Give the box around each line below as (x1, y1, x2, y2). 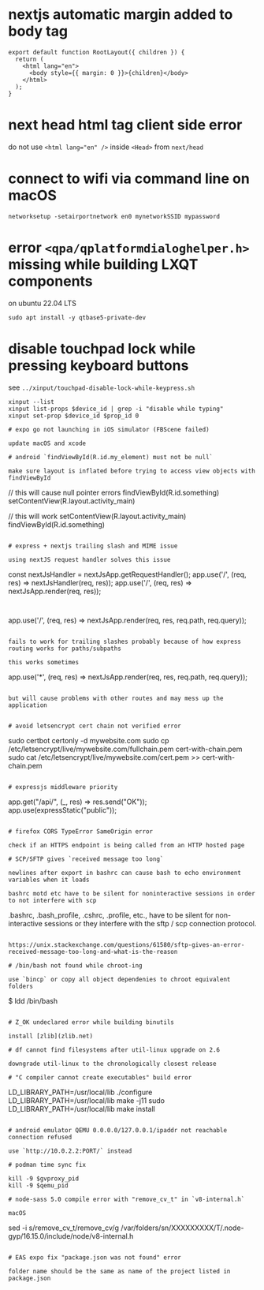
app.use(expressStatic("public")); (8, 805, 117, 814)
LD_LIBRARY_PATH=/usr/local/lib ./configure (8, 1087, 153, 1097)
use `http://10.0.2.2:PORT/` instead (8, 1146, 132, 1155)
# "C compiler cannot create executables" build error (8, 1073, 192, 1082)
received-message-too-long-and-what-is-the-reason (8, 948, 178, 955)
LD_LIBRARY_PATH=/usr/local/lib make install (8, 1104, 155, 1113)
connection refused (8, 1133, 73, 1141)
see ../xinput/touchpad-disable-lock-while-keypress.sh (8, 383, 195, 392)
